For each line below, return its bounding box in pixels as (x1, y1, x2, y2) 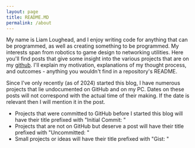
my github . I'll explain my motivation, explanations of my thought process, (6, 61, 187, 69)
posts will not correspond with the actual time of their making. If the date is (6, 92, 190, 99)
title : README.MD (6, 14, 49, 20)
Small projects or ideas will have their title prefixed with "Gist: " (14, 135, 169, 143)
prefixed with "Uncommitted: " (14, 129, 90, 136)
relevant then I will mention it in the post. (6, 98, 106, 106)
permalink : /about (6, 20, 52, 26)
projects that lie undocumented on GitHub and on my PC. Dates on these (6, 86, 184, 93)
